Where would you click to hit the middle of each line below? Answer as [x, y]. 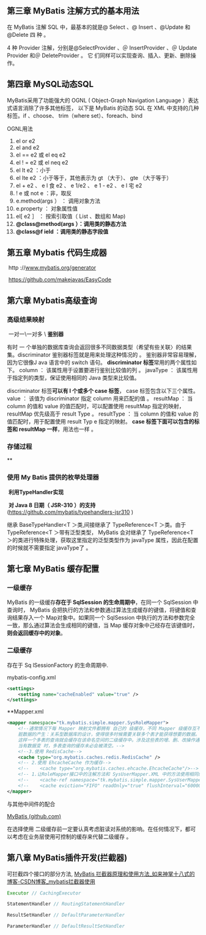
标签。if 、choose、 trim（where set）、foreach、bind [75, 115]
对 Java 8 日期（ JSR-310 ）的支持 [52, 505]
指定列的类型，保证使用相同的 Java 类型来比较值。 [76, 378]
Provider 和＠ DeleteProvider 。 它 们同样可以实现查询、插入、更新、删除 [99, 55]
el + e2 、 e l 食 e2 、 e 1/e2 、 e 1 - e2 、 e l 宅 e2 [79, 185]
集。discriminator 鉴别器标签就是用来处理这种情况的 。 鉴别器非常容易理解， [103, 355]
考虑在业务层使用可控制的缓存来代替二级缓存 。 [72, 836]
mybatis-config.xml [31, 677]
